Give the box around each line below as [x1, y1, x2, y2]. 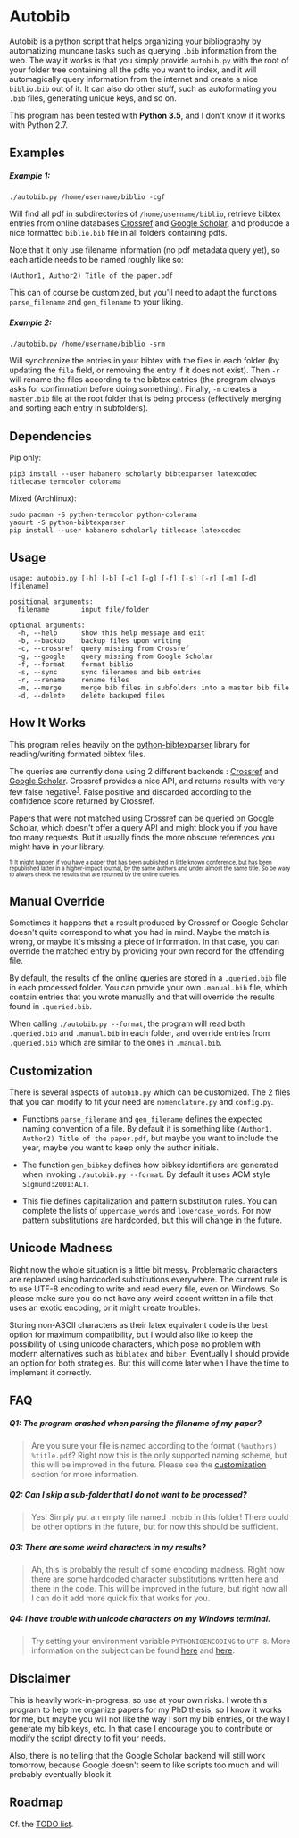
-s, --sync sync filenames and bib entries [17, 667, 202, 676]
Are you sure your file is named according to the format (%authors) [30, 1441, 278, 1451]
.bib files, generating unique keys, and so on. [9, 92, 177, 104]
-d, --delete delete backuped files [17, 690, 166, 700]
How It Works [9, 715, 87, 731]
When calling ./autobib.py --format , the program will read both [9, 1018, 245, 1029]
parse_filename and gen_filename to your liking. [9, 297, 184, 307]
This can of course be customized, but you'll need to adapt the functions [9, 288, 277, 298]
